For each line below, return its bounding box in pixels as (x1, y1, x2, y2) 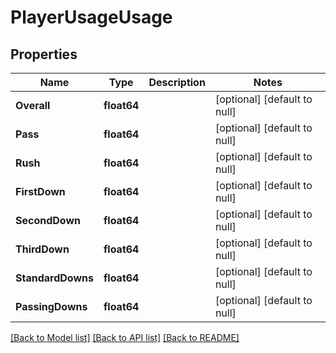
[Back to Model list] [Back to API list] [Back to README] (10, 332, 240, 343)
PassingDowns (15, 300, 88, 313)
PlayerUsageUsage (10, 6, 173, 29)
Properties (10, 46, 78, 63)
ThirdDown (15, 242, 70, 256)
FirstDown (15, 185, 66, 198)
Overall (15, 99, 51, 112)
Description (148, 76, 206, 89)
